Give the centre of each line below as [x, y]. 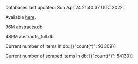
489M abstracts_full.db [30, 37]
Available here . [21, 17]
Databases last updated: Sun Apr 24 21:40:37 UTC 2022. [65, 7]
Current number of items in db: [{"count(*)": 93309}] [60, 46]
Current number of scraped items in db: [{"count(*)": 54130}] [69, 56]
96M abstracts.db [24, 27]
